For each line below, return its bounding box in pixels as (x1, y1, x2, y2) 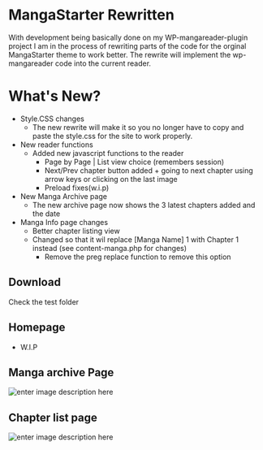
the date (32, 209, 61, 219)
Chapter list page (8, 410, 97, 424)
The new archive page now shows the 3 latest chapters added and (32, 200, 256, 210)
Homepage (8, 321, 66, 335)
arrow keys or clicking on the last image (44, 174, 179, 184)
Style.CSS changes (19, 114, 85, 123)
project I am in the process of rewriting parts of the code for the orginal (8, 41, 247, 50)
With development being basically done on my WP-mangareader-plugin (8, 32, 248, 42)
